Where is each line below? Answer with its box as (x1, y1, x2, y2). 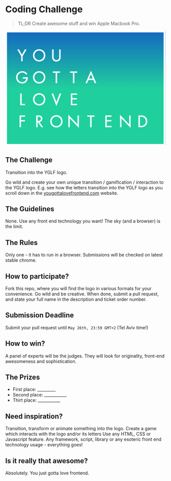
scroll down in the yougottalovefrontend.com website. (5, 190, 119, 196)
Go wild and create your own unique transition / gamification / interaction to (5, 179, 164, 185)
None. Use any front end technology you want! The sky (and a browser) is (5, 218, 161, 224)
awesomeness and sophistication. (5, 358, 77, 364)
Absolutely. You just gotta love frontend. (5, 470, 90, 476)
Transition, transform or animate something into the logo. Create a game (5, 426, 157, 432)
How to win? (5, 339, 45, 348)
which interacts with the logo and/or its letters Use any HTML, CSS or (5, 431, 151, 437)
